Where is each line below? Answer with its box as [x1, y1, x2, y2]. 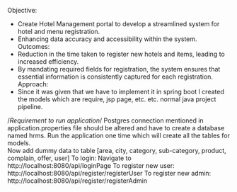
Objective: [7, 6, 37, 14]
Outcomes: [17, 43, 50, 50]
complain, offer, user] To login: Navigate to [7, 154, 132, 162]
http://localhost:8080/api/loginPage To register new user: [7, 162, 175, 169]
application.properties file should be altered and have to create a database [7, 124, 225, 132]
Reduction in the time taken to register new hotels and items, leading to [17, 50, 225, 58]
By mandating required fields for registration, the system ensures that [17, 65, 221, 73]
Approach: [17, 80, 49, 88]
